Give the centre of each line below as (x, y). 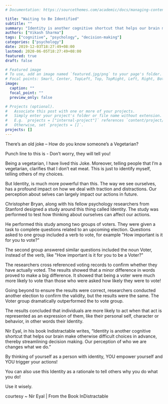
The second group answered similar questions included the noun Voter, (79, 250)
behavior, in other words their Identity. (44, 321)
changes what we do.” (28, 347)
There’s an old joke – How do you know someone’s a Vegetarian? (72, 144)
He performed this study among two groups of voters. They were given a (80, 224)
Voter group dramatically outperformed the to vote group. (64, 301)
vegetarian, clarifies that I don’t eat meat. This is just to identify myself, (78, 168)
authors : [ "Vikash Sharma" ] (34, 33)
